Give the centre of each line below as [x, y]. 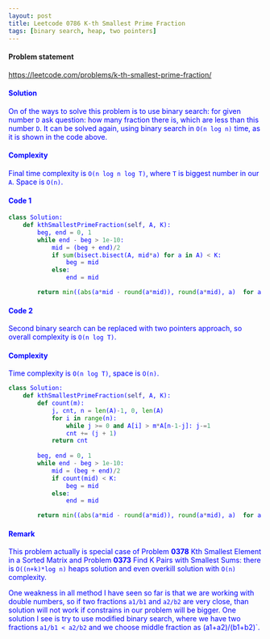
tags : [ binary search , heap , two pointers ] [83, 31]
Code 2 [21, 310]
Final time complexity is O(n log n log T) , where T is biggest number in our [134, 173]
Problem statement [41, 57]
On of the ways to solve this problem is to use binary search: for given [125, 111]
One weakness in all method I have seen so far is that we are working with [131, 593]
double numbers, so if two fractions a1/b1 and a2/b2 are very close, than [129, 602]
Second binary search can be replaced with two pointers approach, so [125, 329]
